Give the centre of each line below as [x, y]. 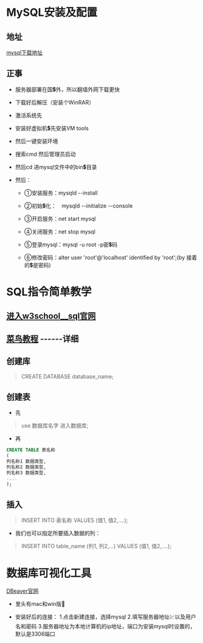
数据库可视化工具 [49, 573]
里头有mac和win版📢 [40, 604]
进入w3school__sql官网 [51, 316]
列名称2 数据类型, [26, 467]
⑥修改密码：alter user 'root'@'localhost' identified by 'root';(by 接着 [111, 257]
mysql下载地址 [25, 53]
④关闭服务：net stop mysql [60, 231]
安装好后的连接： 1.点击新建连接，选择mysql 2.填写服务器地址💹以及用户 [105, 617]
